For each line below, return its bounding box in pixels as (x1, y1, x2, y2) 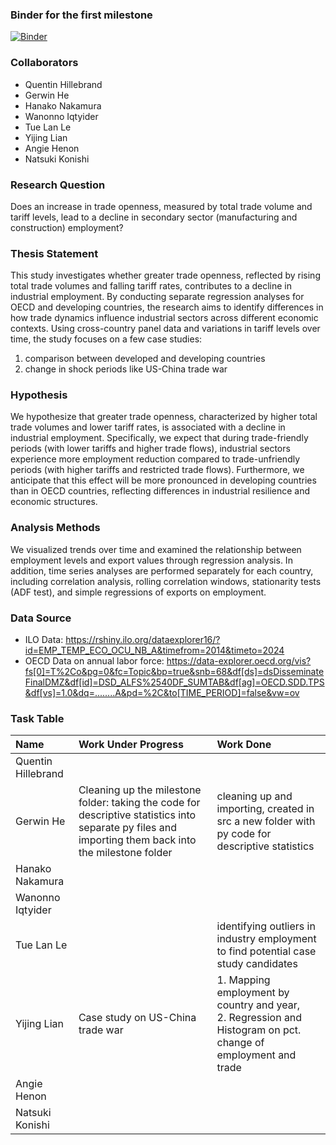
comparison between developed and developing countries (24, 353, 266, 365)
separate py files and (78, 821, 178, 835)
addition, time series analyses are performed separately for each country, (10, 564, 314, 577)
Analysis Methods (10, 521, 101, 535)
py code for (216, 827, 272, 841)
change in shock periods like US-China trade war (24, 363, 228, 375)
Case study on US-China (78, 1011, 197, 1025)
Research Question (10, 178, 106, 192)
